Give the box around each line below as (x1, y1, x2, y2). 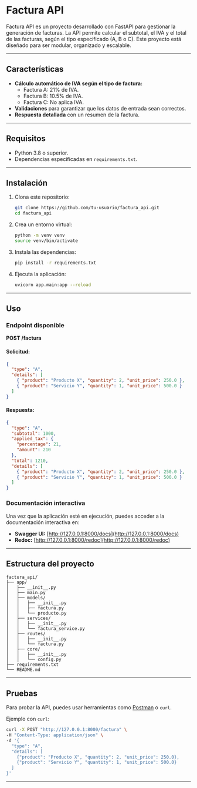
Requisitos (6, 133, 46, 144)
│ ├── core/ (6, 646, 41, 652)
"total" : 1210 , (11, 458, 49, 464)
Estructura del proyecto (6, 559, 95, 569)
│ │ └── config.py (6, 656, 62, 663)
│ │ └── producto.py (6, 611, 67, 616)
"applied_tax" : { (11, 436, 54, 442)
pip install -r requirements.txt (14, 260, 97, 266)
